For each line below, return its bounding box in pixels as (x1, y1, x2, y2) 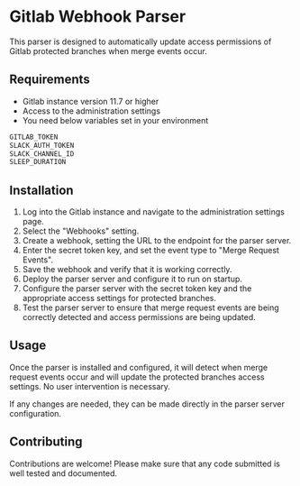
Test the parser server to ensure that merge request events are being (22, 302, 279, 313)
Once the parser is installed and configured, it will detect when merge (9, 362, 268, 372)
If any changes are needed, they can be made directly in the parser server (9, 399, 286, 409)
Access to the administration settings (22, 105, 160, 116)
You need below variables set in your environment (22, 115, 209, 125)
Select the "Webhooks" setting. (22, 225, 140, 236)
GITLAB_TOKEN (9, 133, 59, 142)
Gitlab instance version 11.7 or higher (22, 96, 159, 106)
